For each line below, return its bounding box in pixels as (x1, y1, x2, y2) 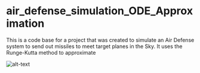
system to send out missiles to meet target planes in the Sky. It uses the (6, 43, 183, 50)
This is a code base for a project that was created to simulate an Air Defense (6, 36, 195, 43)
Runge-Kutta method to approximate (6, 49, 96, 56)
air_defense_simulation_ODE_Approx (6, 4, 193, 18)
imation (6, 17, 45, 30)
